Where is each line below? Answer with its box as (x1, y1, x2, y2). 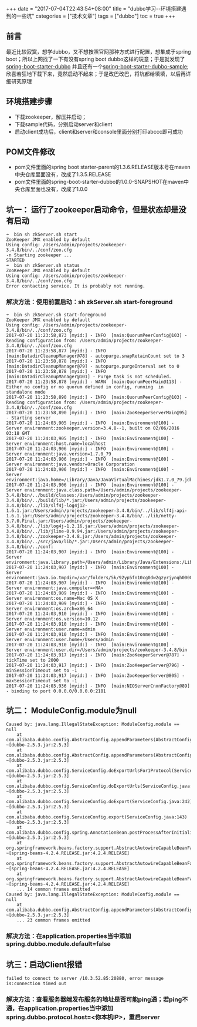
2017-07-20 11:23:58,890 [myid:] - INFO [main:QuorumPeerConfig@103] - (6, 394, 188, 400)
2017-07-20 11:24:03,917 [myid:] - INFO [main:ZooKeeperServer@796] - (6, 662, 185, 668)
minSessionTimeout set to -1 (6, 668, 77, 673)
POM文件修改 (6, 147, 56, 157)
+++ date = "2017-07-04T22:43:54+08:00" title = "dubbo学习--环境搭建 (6, 5, 182, 12)
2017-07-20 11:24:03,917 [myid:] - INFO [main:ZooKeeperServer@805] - (6, 672, 185, 679)
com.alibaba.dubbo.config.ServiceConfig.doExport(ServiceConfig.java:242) (6, 799, 193, 805)
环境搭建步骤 (6, 97, 53, 107)
